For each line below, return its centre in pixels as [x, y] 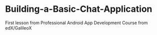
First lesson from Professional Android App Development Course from [77, 23]
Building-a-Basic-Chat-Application [79, 9]
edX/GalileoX [19, 28]
